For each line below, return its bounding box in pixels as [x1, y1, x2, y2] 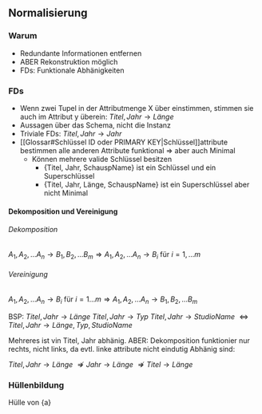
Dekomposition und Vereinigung [8, 207, 118, 216]
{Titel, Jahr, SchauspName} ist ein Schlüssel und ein [43, 163, 216, 172]
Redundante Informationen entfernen [19, 48, 142, 58]
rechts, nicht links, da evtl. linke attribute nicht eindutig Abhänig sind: [8, 344, 236, 353]
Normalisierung [8, 6, 88, 20]
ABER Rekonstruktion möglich [19, 57, 118, 66]
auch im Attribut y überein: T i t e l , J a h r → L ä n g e [19, 112, 174, 121]
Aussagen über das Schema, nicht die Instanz [19, 120, 172, 130]
